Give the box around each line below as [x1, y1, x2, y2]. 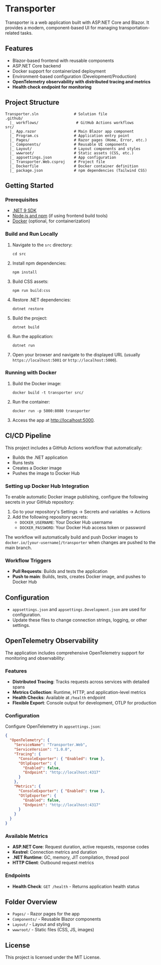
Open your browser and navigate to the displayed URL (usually [12, 351, 140, 357]
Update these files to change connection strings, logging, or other [12, 617, 147, 623]
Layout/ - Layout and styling [12, 921, 70, 927]
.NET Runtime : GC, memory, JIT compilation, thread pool [12, 854, 129, 860]
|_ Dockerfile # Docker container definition [9, 163, 139, 169]
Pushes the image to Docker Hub [12, 470, 80, 476]
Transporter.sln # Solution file [5, 111, 107, 117]
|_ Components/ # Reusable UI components [9, 142, 127, 147]
